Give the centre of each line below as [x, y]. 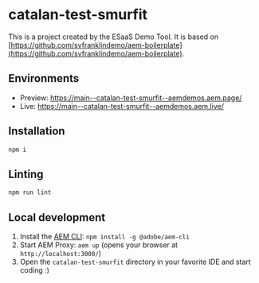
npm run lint [30, 192]
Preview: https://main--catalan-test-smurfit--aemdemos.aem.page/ [131, 98]
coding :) [35, 270]
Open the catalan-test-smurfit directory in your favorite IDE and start [135, 262]
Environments [44, 78]
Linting [26, 174]
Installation [37, 132]
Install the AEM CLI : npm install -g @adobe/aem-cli [104, 236]
